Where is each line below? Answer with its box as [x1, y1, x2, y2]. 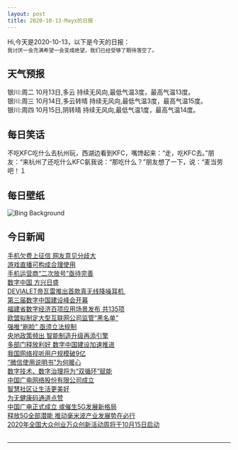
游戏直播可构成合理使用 [7, 260, 76, 269]
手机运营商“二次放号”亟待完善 [7, 269, 94, 277]
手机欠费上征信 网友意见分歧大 [7, 251, 96, 259]
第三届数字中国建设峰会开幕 [7, 296, 89, 304]
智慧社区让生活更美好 [7, 385, 69, 393]
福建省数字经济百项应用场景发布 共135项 [7, 304, 125, 313]
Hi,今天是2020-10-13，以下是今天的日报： [7, 37, 130, 46]
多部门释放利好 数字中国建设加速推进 [7, 340, 115, 348]
